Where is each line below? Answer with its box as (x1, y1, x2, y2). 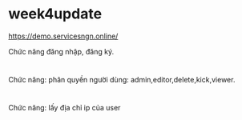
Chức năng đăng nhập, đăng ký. (8, 46, 115, 56)
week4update (8, 5, 103, 23)
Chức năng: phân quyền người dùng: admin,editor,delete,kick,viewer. (8, 75, 236, 85)
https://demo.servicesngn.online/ (8, 31, 119, 41)
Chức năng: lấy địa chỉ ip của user (8, 103, 121, 113)
